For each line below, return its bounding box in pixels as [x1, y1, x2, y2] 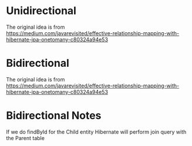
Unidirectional [6, 4, 76, 18]
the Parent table [6, 134, 45, 141]
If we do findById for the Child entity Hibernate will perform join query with [6, 128, 187, 135]
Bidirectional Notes [6, 109, 102, 123]
